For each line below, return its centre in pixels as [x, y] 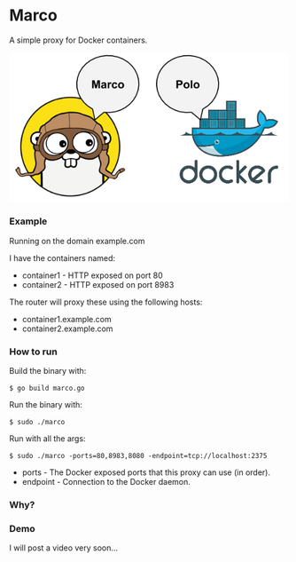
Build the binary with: [48, 371]
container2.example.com [67, 328]
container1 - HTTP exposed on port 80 [93, 275]
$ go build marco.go [47, 388]
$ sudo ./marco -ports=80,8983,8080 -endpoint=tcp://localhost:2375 [138, 456]
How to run [33, 352]
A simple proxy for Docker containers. [78, 40]
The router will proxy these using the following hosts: [106, 302]
